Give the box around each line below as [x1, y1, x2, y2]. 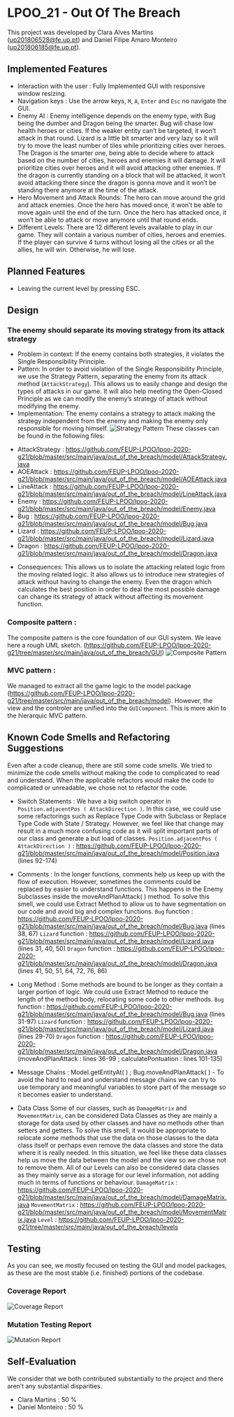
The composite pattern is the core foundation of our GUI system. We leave [7, 633, 221, 641]
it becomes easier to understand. [17, 1090, 113, 1099]
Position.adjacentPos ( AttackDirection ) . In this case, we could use [17, 804, 221, 813]
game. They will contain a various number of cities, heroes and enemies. [17, 230, 227, 238]
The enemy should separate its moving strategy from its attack [7, 325, 225, 335]
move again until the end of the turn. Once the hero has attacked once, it [17, 208, 227, 216]
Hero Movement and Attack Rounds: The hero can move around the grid [17, 193, 226, 201]
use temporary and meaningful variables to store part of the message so [17, 1083, 226, 1091]
